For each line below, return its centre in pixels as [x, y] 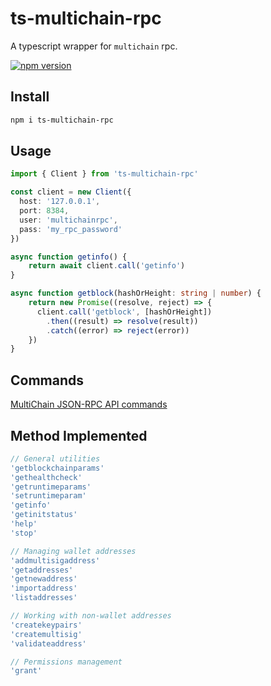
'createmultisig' [46, 634]
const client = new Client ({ [71, 192]
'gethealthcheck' [46, 477]
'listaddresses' [44, 598]
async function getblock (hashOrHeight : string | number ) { [136, 293]
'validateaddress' [48, 643]
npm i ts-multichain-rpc [62, 120]
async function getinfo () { [69, 257]
